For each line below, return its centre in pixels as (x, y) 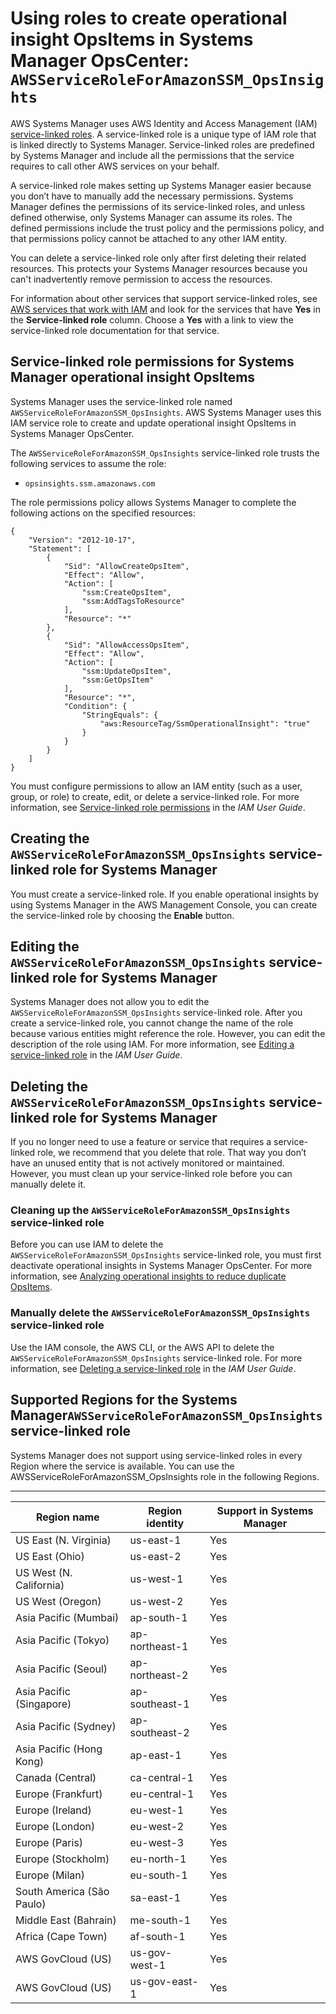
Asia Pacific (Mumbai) (67, 1617)
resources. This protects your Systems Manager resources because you (159, 268)
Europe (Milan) (50, 1875)
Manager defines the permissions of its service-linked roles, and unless (158, 206)
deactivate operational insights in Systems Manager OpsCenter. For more (161, 1266)
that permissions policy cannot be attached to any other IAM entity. (149, 238)
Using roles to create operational (149, 18)
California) (40, 1585)
